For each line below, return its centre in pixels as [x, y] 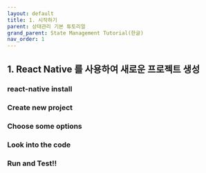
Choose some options [45, 127]
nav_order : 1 [26, 39]
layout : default [30, 13]
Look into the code [39, 145]
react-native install [40, 89]
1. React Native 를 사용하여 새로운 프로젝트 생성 [104, 69]
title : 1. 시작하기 [32, 20]
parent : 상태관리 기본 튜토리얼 [46, 26]
